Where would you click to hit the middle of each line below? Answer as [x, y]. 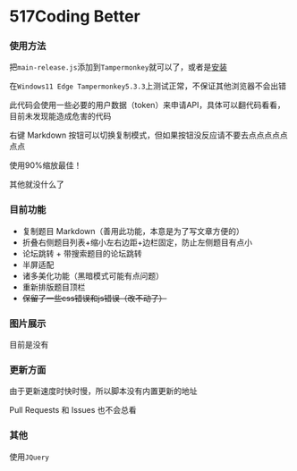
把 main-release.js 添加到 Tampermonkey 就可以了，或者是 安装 [119, 67]
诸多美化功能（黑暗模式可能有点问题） [93, 275]
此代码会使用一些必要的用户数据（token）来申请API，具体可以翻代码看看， [147, 105]
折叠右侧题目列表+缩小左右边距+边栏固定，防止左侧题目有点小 [137, 242]
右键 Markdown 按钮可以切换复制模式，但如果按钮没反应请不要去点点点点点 [148, 135]
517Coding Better [75, 17]
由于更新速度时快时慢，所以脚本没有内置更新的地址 [103, 391]
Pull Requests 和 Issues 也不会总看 [73, 410]
